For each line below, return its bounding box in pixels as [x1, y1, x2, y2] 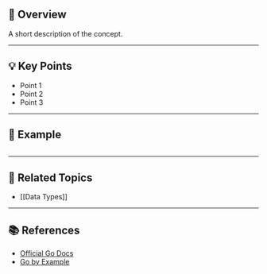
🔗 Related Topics [8, 171, 93, 184]
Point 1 [19, 80, 42, 90]
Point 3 [19, 97, 44, 107]
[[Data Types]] [19, 192, 68, 202]
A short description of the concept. [8, 29, 123, 38]
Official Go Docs [19, 249, 74, 258]
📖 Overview [8, 8, 67, 21]
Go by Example [19, 257, 70, 267]
